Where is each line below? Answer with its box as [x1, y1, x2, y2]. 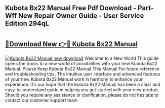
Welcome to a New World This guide [84, 55, 159, 61]
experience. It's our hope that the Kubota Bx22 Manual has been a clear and [5, 81, 161, 87]
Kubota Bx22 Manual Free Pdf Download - [5, 4, 137, 12]
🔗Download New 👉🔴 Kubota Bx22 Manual [5, 39, 138, 48]
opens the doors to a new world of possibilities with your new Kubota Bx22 [5, 61, 158, 66]
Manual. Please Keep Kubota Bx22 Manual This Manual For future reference [5, 66, 160, 72]
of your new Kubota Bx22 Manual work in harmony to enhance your [5, 76, 143, 82]
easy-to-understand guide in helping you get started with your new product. [5, 87, 161, 93]
